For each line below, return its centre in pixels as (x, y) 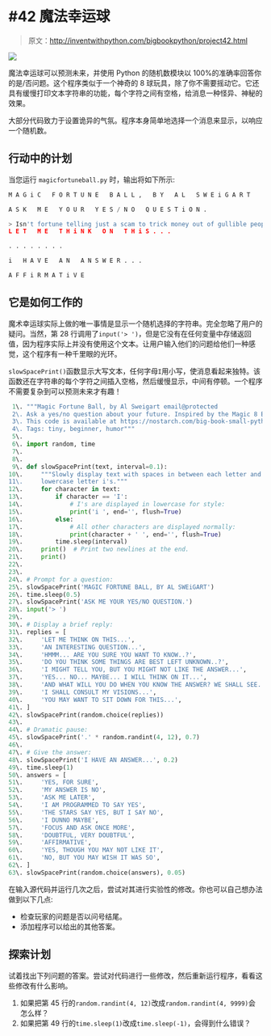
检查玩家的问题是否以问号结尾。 (73, 916)
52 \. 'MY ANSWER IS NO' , (57, 790)
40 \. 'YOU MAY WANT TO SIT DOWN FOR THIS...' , (95, 700)
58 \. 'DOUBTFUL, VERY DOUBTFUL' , (72, 835)
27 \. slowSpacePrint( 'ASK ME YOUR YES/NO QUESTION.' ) (101, 602)
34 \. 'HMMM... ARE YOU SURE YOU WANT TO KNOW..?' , (102, 655)
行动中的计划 (40, 159)
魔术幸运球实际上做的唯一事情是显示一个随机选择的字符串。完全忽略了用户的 (135, 323)
